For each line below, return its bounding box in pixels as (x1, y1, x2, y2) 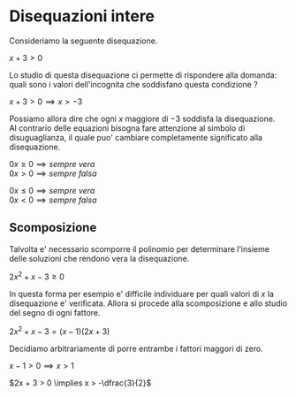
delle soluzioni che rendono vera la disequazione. (9, 253, 190, 263)
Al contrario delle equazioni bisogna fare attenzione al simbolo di (9, 122, 246, 134)
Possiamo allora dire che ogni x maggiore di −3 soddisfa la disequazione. (9, 113, 276, 124)
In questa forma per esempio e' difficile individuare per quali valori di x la (9, 289, 274, 300)
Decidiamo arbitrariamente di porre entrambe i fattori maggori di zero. (9, 343, 263, 355)
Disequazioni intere (9, 6, 156, 27)
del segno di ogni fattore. (9, 308, 101, 318)
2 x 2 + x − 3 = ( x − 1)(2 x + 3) (9, 324, 110, 337)
